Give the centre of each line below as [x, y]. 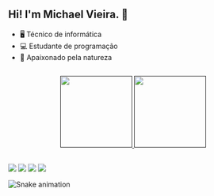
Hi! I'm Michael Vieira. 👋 [68, 15]
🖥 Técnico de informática [61, 34]
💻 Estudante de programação [69, 46]
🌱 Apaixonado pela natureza [66, 57]
